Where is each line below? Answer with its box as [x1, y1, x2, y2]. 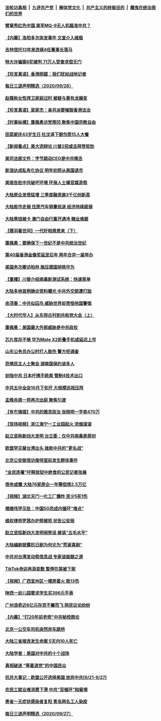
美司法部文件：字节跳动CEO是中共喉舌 [5, 155, 83, 161]
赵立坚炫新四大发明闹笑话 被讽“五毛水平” [5, 530, 88, 536]
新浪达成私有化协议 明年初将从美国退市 [5, 167, 83, 173]
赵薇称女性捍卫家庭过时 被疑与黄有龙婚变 [5, 95, 88, 101]
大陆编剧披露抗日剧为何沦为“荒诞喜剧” [5, 541, 83, 547]
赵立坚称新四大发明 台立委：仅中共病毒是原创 [5, 433, 96, 439]
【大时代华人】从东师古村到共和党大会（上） [5, 312, 95, 318]
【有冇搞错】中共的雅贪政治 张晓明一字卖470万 [5, 409, 100, 415]
